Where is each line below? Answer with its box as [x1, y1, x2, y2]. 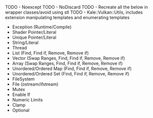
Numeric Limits [12, 97, 43, 102]
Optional [12, 107, 29, 113]
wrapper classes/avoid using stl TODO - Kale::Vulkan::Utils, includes [5, 9, 143, 15]
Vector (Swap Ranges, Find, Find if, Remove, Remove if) [12, 55, 125, 61]
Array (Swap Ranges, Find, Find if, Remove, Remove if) [12, 61, 123, 66]
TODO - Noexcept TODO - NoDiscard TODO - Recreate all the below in [5, 4, 148, 10]
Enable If [12, 92, 30, 97]
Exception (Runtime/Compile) [12, 24, 72, 30]
